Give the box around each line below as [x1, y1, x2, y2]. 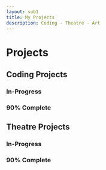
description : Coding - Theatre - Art [6, 20, 101, 26]
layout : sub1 [6, 8, 39, 15]
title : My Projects [6, 14, 55, 20]
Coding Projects [6, 69, 68, 80]
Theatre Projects [6, 122, 70, 132]
